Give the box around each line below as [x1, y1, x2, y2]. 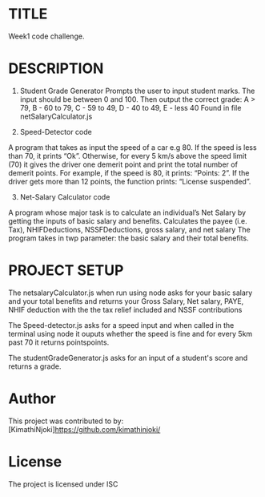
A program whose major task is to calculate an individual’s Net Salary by [8, 208, 247, 217]
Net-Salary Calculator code [19, 192, 110, 201]
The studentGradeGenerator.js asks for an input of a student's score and [8, 353, 248, 362]
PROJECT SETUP [8, 261, 124, 280]
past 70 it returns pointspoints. [8, 337, 110, 347]
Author [8, 390, 56, 407]
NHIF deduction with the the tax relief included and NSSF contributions [8, 305, 243, 314]
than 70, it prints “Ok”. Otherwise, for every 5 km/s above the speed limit [8, 151, 247, 160]
